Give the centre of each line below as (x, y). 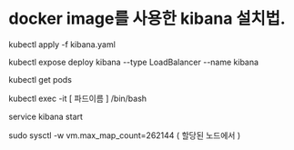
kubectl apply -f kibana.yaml (62, 44)
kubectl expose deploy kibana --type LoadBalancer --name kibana (134, 62)
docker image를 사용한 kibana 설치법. (147, 19)
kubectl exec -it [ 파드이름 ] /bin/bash (78, 98)
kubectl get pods (40, 79)
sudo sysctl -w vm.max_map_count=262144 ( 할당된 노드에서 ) (125, 135)
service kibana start (46, 116)
